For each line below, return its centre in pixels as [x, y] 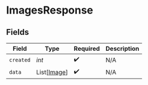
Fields [18, 32]
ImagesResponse [50, 10]
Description [123, 49]
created [20, 60]
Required [87, 49]
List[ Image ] [52, 72]
